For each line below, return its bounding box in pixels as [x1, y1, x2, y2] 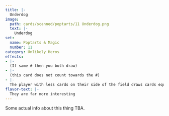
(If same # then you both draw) [10, 63, 78, 68]
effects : [5, 54, 24, 59]
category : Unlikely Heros [5, 49, 59, 54]
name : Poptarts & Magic [10, 40, 59, 45]
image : [5, 17, 19, 22]
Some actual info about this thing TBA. [5, 105, 85, 111]
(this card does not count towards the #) [10, 73, 100, 78]
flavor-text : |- [5, 86, 39, 92]
